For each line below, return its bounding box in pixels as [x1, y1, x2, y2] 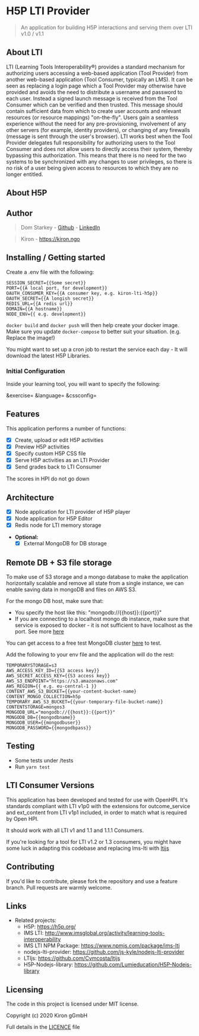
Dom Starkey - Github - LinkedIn [20, 224, 100, 231]
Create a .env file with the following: [6, 268, 94, 275]
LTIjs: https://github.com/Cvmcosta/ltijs [23, 955, 121, 962]
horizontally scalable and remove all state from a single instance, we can [6, 580, 184, 587]
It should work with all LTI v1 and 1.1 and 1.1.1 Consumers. [6, 827, 144, 834]
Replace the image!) [6, 334, 55, 341]
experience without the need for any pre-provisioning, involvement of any [6, 120, 187, 127]
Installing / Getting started [6, 253, 106, 263]
